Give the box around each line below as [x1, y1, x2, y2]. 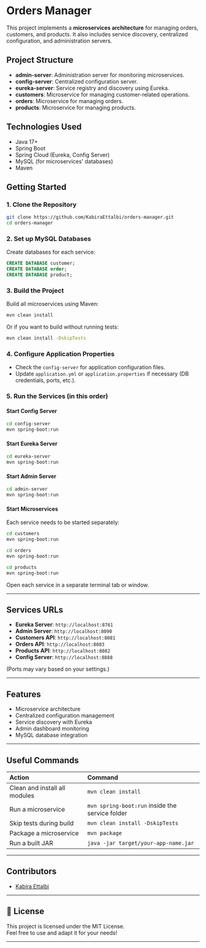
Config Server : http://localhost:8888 [15, 654, 113, 661]
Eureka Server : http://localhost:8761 [15, 621, 113, 629]
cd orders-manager [6, 220, 53, 226]
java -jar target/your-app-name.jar [87, 839, 194, 847]
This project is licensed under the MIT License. [6, 922, 125, 930]
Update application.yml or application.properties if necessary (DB [15, 370, 189, 378]
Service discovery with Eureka [15, 718, 93, 726]
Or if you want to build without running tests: [6, 323, 119, 331]
